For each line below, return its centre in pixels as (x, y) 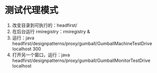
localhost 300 (26, 49)
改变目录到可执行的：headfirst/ (44, 25)
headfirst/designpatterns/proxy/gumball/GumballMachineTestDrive (82, 43)
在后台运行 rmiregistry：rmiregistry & (51, 31)
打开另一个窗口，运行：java (41, 55)
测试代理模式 (32, 10)
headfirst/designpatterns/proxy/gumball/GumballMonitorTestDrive (81, 60)
